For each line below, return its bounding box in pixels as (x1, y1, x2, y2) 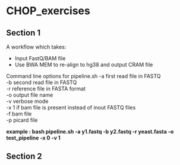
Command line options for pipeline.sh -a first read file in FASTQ (6, 73, 162, 79)
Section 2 (6, 151, 43, 161)
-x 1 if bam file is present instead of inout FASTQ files (6, 104, 136, 111)
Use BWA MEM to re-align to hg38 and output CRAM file (14, 61, 153, 68)
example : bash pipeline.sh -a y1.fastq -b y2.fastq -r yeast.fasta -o (6, 128, 174, 135)
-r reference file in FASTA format (6, 85, 86, 92)
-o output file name (6, 92, 53, 98)
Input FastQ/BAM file (14, 55, 66, 62)
